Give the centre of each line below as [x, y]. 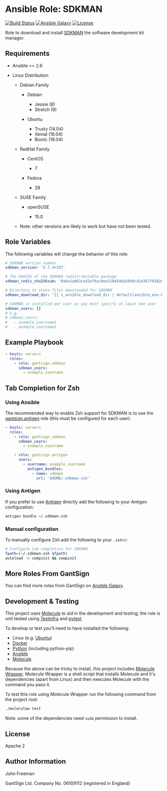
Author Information [36, 761]
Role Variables [28, 242]
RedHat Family [35, 149]
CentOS [35, 158]
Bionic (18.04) [49, 139]
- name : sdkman [47, 473]
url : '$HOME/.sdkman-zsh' [63, 478]
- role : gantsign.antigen [41, 455]
